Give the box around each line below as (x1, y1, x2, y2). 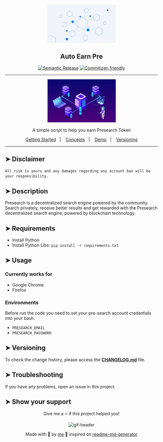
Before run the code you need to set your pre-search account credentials (5, 310, 152, 316)
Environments (5, 299, 39, 306)
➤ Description (5, 187, 49, 195)
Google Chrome (12, 282, 44, 287)
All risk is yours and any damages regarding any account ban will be (5, 169, 151, 174)
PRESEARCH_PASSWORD (12, 331, 52, 335)
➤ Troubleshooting (5, 371, 64, 379)
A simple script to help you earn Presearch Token (32, 127, 131, 133)
